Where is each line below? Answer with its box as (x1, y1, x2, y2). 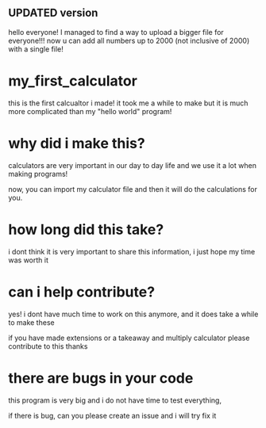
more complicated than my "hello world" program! (8, 106, 172, 116)
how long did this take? (8, 220, 164, 239)
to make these (8, 317, 55, 327)
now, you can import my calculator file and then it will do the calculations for (8, 184, 258, 193)
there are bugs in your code (8, 369, 194, 387)
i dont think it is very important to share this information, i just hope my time (8, 246, 256, 256)
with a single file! (8, 44, 64, 54)
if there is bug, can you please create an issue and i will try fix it (8, 411, 217, 420)
